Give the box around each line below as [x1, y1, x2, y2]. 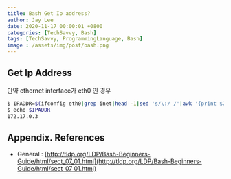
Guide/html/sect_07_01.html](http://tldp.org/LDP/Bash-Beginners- [16, 157, 203, 165]
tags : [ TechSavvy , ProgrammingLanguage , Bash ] [7, 36, 143, 43]
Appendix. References [7, 132, 105, 143]
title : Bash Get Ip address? [7, 10, 91, 17]
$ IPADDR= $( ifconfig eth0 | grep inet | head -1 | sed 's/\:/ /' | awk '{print [7, 100, 217, 107]
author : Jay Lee [7, 16, 54, 23]
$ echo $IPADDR [7, 106, 51, 113]
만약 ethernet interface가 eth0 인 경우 [7, 86, 111, 95]
